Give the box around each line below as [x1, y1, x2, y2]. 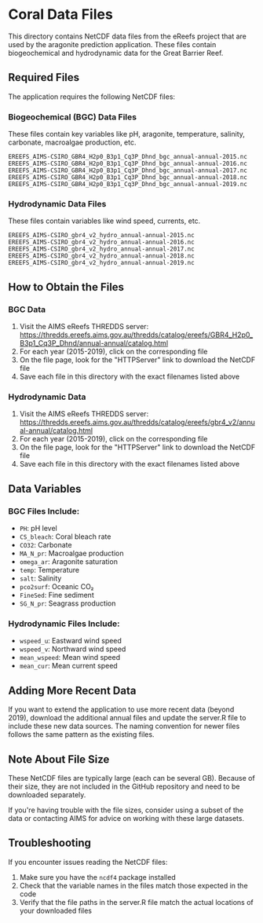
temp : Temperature [19, 566, 80, 575]
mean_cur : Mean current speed [19, 661, 118, 671]
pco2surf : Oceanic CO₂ [19, 582, 94, 592]
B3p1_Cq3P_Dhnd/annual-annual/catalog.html [19, 339, 169, 348]
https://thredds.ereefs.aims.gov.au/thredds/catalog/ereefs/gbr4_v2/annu [19, 418, 255, 427]
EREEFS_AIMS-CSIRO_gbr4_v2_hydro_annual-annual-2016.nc [8, 238, 195, 247]
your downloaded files [19, 906, 93, 915]
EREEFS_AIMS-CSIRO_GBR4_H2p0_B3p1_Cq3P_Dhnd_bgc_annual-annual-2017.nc [8, 167, 247, 174]
